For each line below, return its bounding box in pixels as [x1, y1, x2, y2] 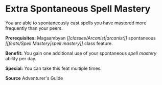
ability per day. [5, 55, 37, 61]
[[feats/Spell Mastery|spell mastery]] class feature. [5, 40, 113, 46]
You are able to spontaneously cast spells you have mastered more [5, 20, 147, 26]
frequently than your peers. [5, 25, 63, 31]
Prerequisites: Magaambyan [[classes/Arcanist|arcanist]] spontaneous [5, 35, 156, 41]
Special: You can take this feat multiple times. [5, 65, 102, 71]
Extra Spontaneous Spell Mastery [5, 3, 151, 15]
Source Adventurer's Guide [5, 75, 63, 81]
